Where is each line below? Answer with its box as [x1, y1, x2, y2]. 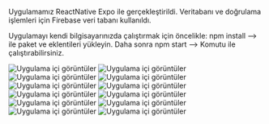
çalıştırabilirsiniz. [8, 48, 65, 57]
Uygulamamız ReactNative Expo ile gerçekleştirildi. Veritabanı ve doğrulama [8, 7, 262, 16]
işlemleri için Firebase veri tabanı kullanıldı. [8, 15, 152, 25]
